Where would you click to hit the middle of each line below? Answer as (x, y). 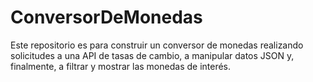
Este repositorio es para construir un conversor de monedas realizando (157, 45)
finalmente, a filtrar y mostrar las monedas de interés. (121, 66)
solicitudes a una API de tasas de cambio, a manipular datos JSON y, (152, 55)
